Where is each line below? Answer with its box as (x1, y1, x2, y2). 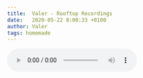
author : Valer (7, 23, 48, 30)
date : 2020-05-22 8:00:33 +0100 (7, 17, 107, 23)
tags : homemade (7, 29, 51, 37)
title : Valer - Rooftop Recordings (7, 10, 113, 17)
